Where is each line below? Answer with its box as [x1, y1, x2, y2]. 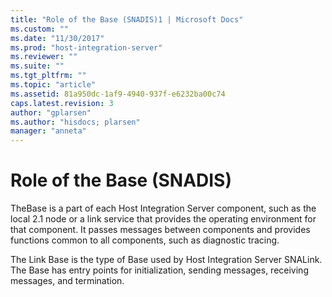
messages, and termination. [10, 275, 125, 287]
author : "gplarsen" [10, 107, 92, 118]
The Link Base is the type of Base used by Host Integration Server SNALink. [10, 254, 323, 266]
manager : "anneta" [10, 126, 87, 136]
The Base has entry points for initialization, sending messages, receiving [10, 264, 309, 276]
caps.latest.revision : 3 [10, 98, 114, 108]
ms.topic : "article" [10, 80, 97, 90]
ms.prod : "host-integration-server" [10, 42, 163, 53]
